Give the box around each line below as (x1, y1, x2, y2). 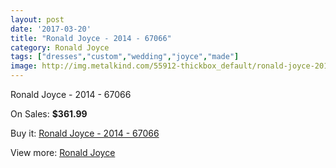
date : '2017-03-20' (10, 24, 92, 34)
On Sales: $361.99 (10, 108, 88, 120)
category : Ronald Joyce (10, 42, 110, 53)
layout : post (10, 14, 65, 25)
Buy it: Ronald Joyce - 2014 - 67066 (10, 127, 160, 139)
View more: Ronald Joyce (10, 147, 116, 158)
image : (10, 61, 38, 71)
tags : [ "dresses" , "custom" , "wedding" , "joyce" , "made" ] (10, 52, 240, 62)
